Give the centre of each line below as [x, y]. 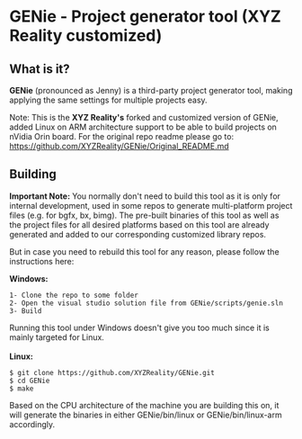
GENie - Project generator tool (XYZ [145, 17]
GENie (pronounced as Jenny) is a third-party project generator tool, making [151, 90]
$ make [22, 389]
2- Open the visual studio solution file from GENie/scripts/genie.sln [146, 303]
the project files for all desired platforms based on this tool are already [139, 224]
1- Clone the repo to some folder [74, 295]
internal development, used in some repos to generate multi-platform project [151, 205]
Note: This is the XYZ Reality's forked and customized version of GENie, [144, 117]
